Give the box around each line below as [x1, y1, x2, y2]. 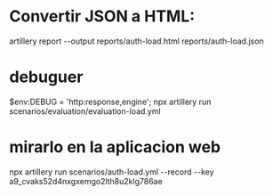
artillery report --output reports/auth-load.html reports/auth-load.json [9, 36, 264, 46]
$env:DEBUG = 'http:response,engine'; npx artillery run [9, 96, 212, 107]
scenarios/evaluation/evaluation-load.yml [9, 105, 162, 117]
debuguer [9, 67, 84, 87]
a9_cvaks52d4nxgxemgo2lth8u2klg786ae [9, 175, 163, 186]
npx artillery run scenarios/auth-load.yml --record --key [9, 167, 215, 177]
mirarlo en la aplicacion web [9, 137, 221, 158]
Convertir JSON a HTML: [9, 6, 196, 27]
